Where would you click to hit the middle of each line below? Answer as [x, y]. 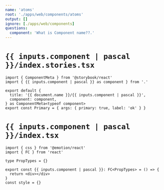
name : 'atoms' [20, 10]
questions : [16, 28]
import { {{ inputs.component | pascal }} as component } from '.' [77, 82]
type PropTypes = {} [27, 161]
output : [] [16, 19]
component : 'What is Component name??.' [52, 33]
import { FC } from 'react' [34, 152]
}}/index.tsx [32, 136]
